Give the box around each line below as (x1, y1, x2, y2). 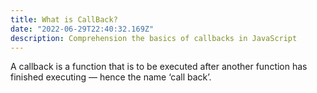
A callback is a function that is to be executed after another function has (10, 61, 308, 73)
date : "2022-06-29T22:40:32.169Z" (10, 24, 155, 34)
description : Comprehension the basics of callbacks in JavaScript (10, 33, 298, 43)
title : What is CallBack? (10, 14, 118, 25)
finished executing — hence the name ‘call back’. (10, 71, 212, 83)
